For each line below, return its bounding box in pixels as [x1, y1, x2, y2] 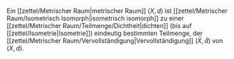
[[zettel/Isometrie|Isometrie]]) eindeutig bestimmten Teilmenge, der [6, 29, 203, 37]
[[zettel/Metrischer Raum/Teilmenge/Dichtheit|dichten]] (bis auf [6, 22, 192, 29]
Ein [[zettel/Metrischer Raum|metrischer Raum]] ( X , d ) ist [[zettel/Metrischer [6, 7, 228, 15]
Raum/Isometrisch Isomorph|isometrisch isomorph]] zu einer [6, 14, 185, 22]
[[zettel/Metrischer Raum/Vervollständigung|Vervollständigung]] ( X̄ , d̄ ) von [6, 37, 223, 45]
